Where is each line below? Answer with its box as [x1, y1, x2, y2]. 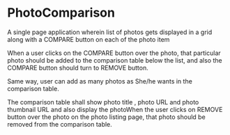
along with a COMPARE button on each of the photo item [7, 35, 170, 43]
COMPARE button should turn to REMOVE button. [7, 63, 148, 72]
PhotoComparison [7, 5, 115, 21]
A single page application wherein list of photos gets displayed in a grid [7, 28, 213, 36]
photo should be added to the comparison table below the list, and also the [7, 56, 222, 64]
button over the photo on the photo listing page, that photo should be [7, 113, 206, 121]
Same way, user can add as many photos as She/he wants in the [7, 77, 193, 85]
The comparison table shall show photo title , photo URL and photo [7, 97, 199, 106]
